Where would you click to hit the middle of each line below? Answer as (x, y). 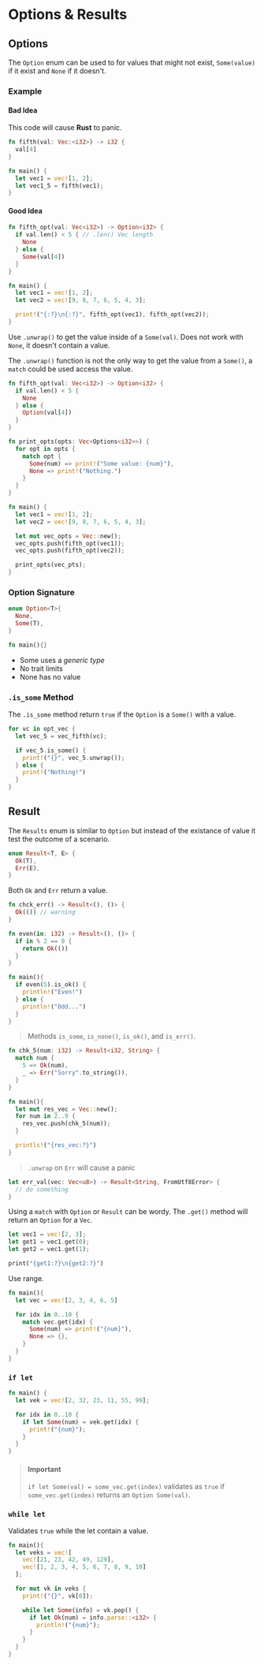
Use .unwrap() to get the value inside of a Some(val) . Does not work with (126, 337)
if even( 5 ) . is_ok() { (51, 985)
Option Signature (41, 592)
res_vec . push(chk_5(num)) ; (67, 1124)
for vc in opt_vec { (42, 729)
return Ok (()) (45, 948)
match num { (35, 1058)
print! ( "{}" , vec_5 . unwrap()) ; (74, 758)
